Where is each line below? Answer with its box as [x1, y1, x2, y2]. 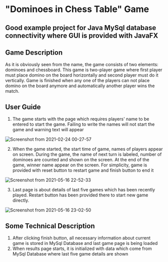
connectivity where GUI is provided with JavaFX [5, 31, 158, 40]
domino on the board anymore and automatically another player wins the [5, 83, 155, 89]
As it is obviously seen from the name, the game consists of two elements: [5, 62, 158, 68]
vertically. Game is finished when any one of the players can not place [5, 78, 150, 84]
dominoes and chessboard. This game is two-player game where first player [5, 67, 162, 73]
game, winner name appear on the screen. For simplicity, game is [12, 162, 147, 168]
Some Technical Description [5, 221, 95, 230]
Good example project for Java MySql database [5, 24, 156, 32]
